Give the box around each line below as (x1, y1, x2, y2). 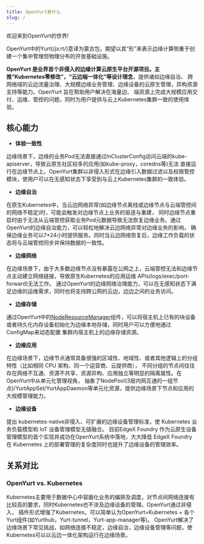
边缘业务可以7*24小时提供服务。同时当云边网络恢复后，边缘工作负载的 (11, 232, 190, 239)
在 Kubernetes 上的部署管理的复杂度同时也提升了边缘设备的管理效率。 (6, 441, 182, 448)
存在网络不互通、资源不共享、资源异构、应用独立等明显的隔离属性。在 (6, 369, 182, 377)
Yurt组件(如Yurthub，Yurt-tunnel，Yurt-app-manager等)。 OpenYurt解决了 (6, 516, 194, 523)
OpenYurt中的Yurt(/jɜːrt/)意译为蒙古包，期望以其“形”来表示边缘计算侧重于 (6, 45, 190, 52)
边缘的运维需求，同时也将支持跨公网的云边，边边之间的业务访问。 (11, 287, 177, 295)
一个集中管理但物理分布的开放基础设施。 (11, 52, 113, 59)
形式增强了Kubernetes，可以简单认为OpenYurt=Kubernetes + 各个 (29, 509, 195, 515)
